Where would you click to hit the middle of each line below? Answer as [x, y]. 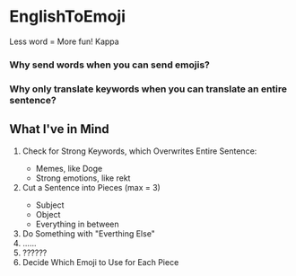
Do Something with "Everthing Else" [88, 233]
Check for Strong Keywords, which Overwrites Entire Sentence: [139, 151]
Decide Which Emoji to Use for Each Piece [100, 262]
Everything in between [77, 224]
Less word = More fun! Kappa [64, 41]
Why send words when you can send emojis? [110, 65]
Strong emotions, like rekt [83, 178]
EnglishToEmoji [68, 17]
